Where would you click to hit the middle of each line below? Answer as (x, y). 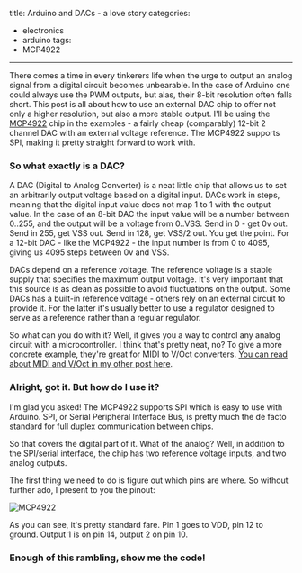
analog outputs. (38, 462)
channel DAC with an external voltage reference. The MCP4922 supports (145, 133)
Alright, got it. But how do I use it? (84, 387)
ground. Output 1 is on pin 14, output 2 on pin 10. (99, 534)
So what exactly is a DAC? (67, 166)
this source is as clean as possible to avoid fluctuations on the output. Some (150, 289)
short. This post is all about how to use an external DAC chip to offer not (143, 104)
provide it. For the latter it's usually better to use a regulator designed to (142, 308)
